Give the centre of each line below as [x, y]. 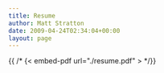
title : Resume [32, 16]
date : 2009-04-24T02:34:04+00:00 [64, 30]
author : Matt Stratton [46, 23]
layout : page [30, 38]
